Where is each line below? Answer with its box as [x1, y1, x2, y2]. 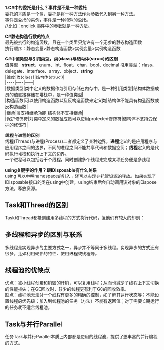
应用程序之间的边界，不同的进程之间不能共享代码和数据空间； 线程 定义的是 [5, 145, 155, 150]
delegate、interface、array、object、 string [5, 68, 93, 74]
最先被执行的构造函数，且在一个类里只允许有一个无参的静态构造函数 [5, 39, 142, 45]
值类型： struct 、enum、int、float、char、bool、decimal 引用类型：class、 [5, 62, 157, 68]
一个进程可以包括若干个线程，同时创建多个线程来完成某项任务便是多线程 [5, 157, 150, 162]
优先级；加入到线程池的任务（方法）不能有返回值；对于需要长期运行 [21, 298, 159, 304]
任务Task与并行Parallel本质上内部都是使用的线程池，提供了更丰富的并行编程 [5, 334, 158, 340]
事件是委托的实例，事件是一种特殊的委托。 [5, 17, 91, 22]
